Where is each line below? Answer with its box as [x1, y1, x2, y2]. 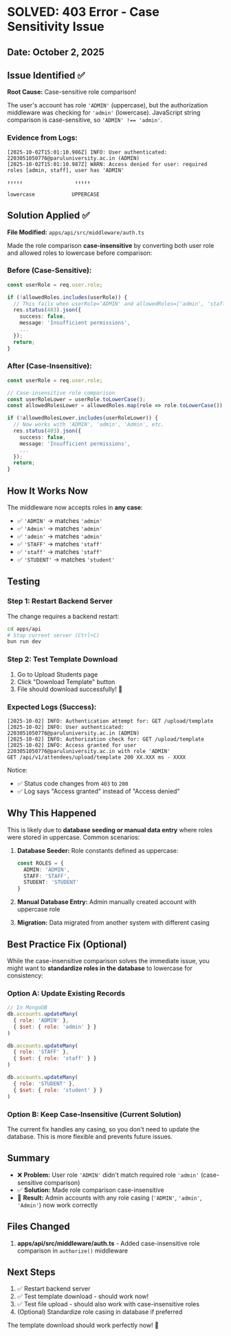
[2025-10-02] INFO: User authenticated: [7, 723, 125, 730]
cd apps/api [7, 625, 41, 633]
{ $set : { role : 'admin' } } [13, 1023, 97, 1030]
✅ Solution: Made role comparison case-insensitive [16, 1186, 164, 1194]
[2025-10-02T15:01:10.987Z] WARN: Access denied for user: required [7, 161, 208, 167]
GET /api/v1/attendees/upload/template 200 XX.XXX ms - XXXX [7, 754, 186, 761]
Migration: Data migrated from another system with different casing [16, 918, 210, 927]
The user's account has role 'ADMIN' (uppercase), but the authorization [7, 101, 208, 110]
